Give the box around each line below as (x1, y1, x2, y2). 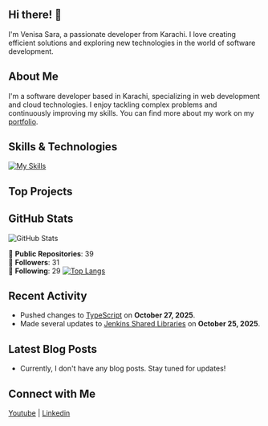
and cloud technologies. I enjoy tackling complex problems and (8, 100, 217, 109)
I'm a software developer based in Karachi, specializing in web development (8, 91, 261, 100)
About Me (8, 70, 59, 84)
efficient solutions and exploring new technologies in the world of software (8, 38, 256, 47)
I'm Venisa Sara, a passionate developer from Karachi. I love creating (8, 29, 237, 39)
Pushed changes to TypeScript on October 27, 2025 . (19, 310, 196, 320)
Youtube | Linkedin (8, 408, 71, 418)
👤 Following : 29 (8, 266, 61, 276)
